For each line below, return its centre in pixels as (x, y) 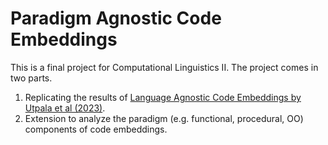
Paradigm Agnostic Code (116, 18)
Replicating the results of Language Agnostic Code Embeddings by (163, 97)
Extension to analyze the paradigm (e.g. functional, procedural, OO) (164, 118)
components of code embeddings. (96, 129)
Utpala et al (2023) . (65, 108)
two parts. (31, 78)
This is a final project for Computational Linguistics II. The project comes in (164, 67)
